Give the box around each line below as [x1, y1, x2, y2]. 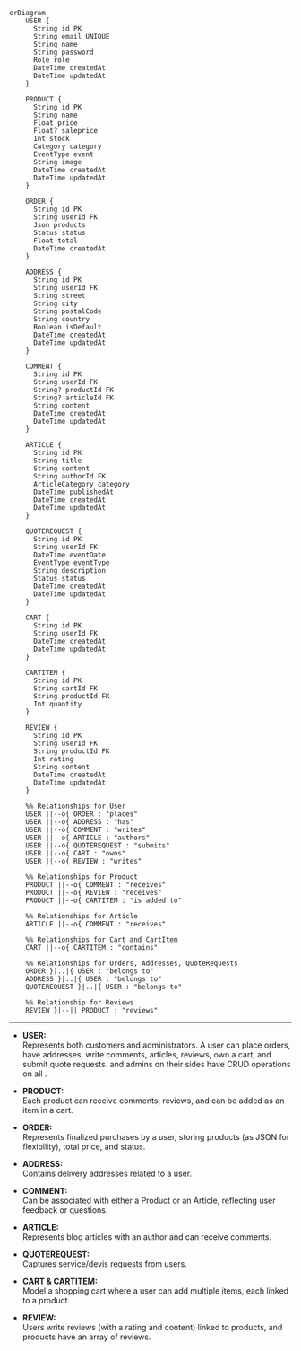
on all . [21, 1068, 47, 1079]
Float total [32, 236, 78, 245]
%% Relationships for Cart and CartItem [25, 935, 178, 944]
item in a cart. [21, 1105, 73, 1115]
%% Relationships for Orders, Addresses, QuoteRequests [25, 959, 239, 968]
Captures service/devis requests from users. [21, 1259, 188, 1269]
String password [32, 48, 94, 57]
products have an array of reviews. [21, 1331, 151, 1342]
